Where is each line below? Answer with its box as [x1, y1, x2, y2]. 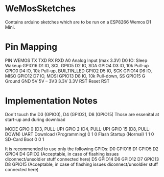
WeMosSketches [5, 3, 76, 14]
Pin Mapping [5, 41, 58, 53]
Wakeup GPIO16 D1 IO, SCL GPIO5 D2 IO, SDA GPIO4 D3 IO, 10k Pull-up [5, 62, 149, 68]
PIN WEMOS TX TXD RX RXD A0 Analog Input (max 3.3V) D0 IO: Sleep [5, 57, 148, 63]
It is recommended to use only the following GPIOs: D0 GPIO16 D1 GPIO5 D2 [5, 146, 159, 152]
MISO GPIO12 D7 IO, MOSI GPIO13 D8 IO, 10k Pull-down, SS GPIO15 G [5, 73, 145, 79]
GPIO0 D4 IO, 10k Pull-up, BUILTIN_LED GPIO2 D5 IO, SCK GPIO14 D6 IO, [5, 68, 152, 74]
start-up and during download [5, 117, 66, 122]
